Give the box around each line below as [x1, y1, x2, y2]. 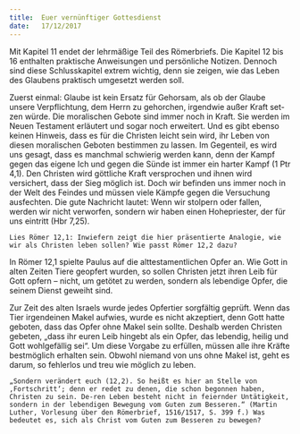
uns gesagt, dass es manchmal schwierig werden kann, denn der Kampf [9, 149, 275, 159]
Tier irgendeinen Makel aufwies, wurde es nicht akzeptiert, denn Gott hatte [9, 311, 286, 322]
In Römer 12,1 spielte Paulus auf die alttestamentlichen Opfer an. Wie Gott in [9, 256, 288, 267]
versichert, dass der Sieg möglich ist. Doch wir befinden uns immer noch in [9, 177, 287, 188]
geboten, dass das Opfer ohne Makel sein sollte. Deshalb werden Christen [9, 321, 283, 332]
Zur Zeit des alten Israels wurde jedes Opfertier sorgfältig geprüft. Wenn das [9, 302, 290, 313]
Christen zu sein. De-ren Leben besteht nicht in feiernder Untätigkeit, [9, 392, 290, 401]
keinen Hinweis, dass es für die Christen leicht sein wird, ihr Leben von [9, 130, 271, 140]
